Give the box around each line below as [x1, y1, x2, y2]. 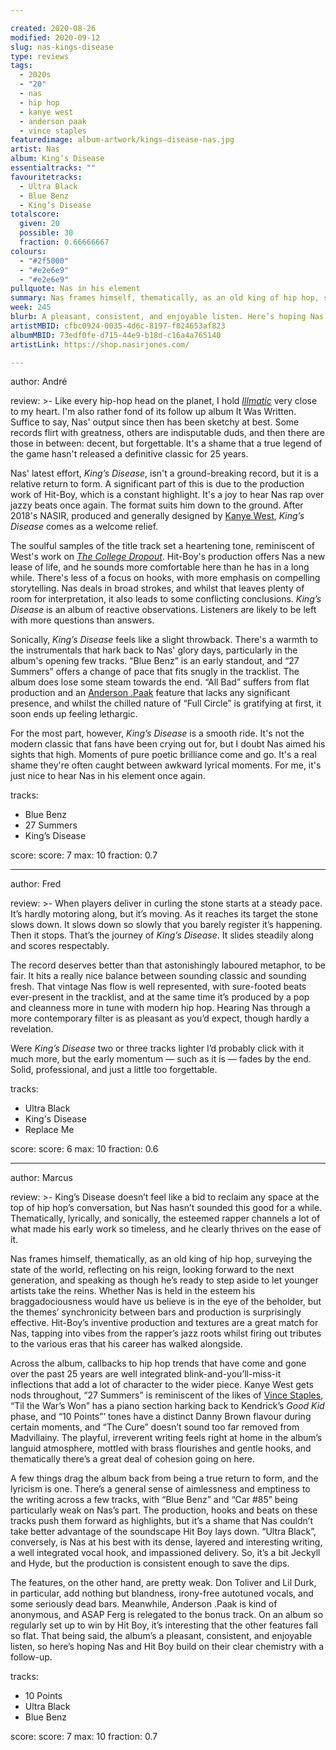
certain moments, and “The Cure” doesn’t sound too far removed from [10, 1421, 300, 1433]
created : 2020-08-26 [10, 23, 97, 33]
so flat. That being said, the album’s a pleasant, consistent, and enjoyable [10, 1630, 313, 1642]
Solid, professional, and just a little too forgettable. [10, 1064, 218, 1076]
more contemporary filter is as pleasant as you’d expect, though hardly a [10, 1012, 310, 1025]
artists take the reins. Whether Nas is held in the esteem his [10, 1285, 256, 1297]
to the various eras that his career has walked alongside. [10, 1338, 243, 1350]
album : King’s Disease [10, 154, 105, 164]
